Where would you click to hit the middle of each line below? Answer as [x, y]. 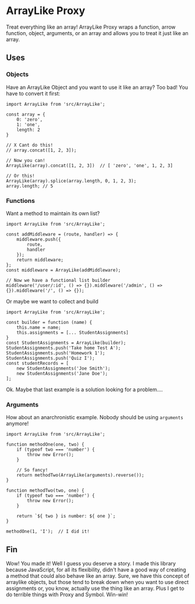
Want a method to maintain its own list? [53, 213]
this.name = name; [39, 327]
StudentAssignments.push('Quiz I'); [50, 358]
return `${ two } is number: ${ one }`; [66, 516]
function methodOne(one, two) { [45, 445]
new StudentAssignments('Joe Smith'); [63, 368]
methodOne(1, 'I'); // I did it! [48, 531]
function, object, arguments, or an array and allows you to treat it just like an [97, 33]
